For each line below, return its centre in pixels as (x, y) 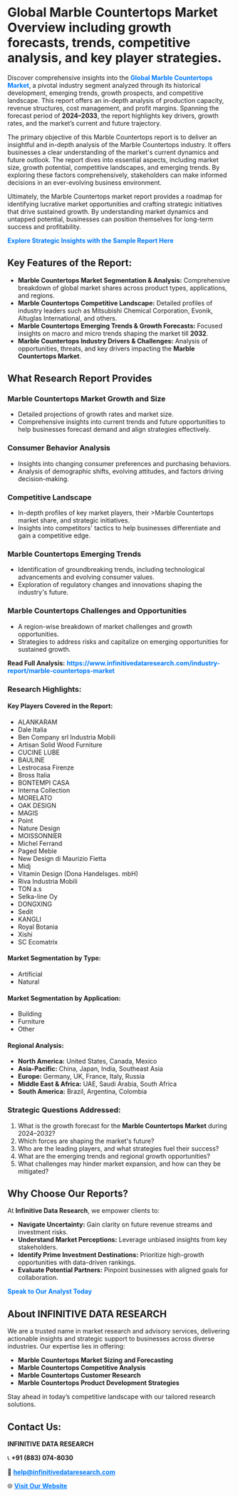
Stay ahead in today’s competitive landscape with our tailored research (112, 1397)
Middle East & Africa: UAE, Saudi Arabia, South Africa (97, 1084)
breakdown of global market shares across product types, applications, (122, 288)
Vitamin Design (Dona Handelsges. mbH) (78, 873)
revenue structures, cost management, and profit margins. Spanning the (113, 108)
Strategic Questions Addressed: (64, 1110)
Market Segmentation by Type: (54, 958)
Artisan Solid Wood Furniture (60, 745)
